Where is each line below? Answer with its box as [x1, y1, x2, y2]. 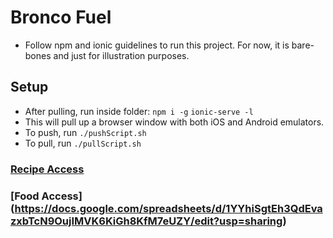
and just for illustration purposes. [53, 49, 190, 61]
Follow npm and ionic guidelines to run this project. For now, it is [24, 39, 290, 51]
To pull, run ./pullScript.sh [24, 137, 142, 149]
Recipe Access [10, 162, 85, 176]
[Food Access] [10, 189, 83, 203]
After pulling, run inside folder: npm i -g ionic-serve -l [24, 105, 254, 117]
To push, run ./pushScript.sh [24, 126, 147, 138]
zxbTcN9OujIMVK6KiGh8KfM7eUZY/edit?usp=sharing [10, 214, 283, 228]
